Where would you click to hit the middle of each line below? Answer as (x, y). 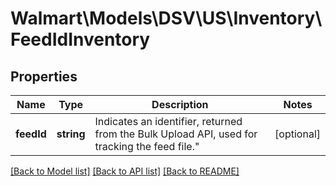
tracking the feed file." (147, 146)
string (71, 134)
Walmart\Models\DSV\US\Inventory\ (166, 18)
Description (180, 104)
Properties (44, 76)
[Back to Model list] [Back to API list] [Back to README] (125, 171)
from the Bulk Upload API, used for (176, 134)
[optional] (297, 134)
